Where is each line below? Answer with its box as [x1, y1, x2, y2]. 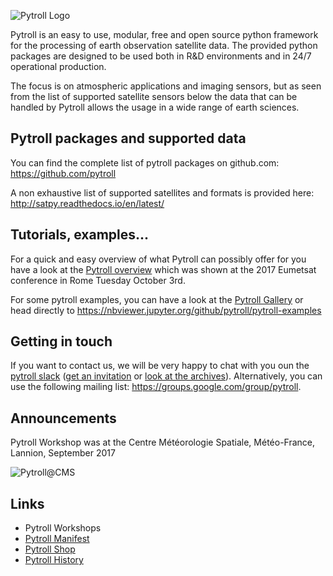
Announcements [10, 410, 117, 427]
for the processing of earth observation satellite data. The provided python [10, 40, 318, 51]
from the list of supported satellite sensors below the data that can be [10, 91, 298, 102]
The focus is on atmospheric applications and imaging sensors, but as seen [10, 80, 322, 92]
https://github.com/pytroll [10, 167, 117, 179]
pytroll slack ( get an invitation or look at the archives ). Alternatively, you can [10, 370, 323, 382]
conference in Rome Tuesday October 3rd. [10, 274, 186, 286]
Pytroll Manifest [24, 533, 90, 545]
